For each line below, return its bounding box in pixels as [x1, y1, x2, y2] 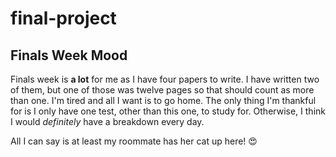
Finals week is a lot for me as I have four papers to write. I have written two [10, 73, 320, 85]
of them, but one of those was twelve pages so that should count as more [10, 84, 315, 96]
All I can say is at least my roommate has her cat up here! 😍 [10, 135, 258, 147]
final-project [10, 7, 117, 30]
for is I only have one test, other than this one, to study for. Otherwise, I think [10, 105, 326, 117]
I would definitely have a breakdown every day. [10, 116, 205, 127]
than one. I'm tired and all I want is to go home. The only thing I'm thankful [10, 95, 317, 106]
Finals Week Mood [10, 47, 128, 64]
